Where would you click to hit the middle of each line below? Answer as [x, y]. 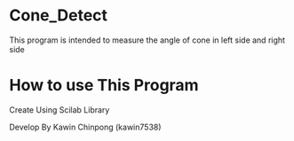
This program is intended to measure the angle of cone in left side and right [147, 40]
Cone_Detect [59, 16]
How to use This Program [104, 86]
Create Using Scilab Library [60, 110]
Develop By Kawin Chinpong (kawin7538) [85, 127]
